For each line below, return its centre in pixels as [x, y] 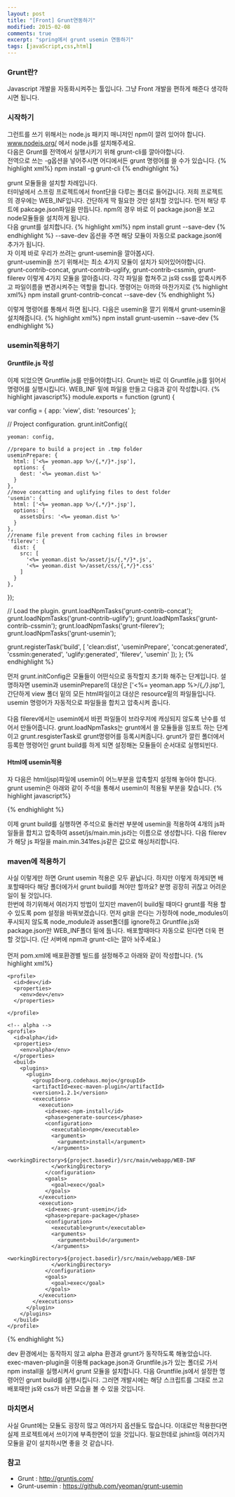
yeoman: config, [31, 437]
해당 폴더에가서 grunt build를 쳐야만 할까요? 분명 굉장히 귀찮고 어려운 [132, 887]
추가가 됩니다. [26, 244]
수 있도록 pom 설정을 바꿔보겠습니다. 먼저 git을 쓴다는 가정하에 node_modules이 [118, 913]
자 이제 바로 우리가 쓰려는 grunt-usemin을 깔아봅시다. [81, 253]
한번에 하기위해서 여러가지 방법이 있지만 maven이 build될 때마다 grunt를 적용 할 [117, 904]
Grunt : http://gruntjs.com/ [55, 1478]
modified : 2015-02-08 [39, 27]
